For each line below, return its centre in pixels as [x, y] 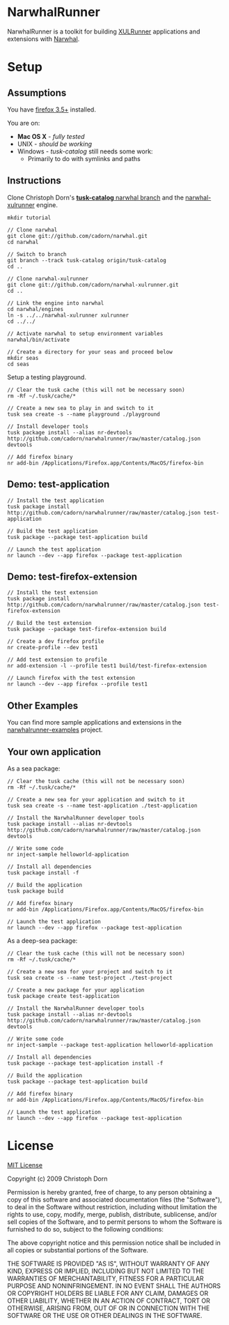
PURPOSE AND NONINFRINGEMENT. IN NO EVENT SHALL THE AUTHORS [114, 1286]
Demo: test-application [58, 484]
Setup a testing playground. [47, 377]
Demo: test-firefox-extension [72, 576]
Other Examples [43, 705]
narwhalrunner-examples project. [55, 730]
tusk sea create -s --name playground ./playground [84, 414]
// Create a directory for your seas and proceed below [90, 352]
